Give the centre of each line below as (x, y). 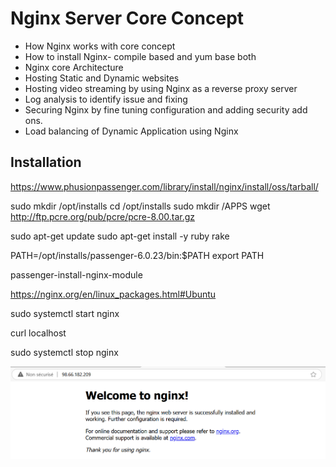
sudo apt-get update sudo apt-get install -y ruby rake (120, 236)
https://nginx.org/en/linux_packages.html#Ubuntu (113, 294)
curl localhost (38, 333)
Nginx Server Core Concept (127, 18)
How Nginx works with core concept (100, 46)
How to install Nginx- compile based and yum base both (140, 56)
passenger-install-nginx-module (76, 274)
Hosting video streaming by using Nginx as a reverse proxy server (161, 88)
